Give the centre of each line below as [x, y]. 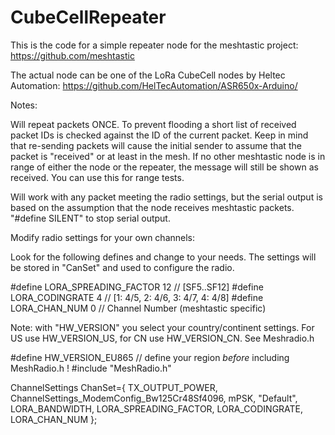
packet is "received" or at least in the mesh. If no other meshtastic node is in [168, 156]
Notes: [24, 105]
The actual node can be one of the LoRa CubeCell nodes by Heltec [148, 75]
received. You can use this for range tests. [97, 177]
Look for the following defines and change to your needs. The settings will [163, 257]
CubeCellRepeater [88, 17]
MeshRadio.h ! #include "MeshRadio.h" [91, 368]
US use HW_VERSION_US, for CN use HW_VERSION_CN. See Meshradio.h [162, 338]
